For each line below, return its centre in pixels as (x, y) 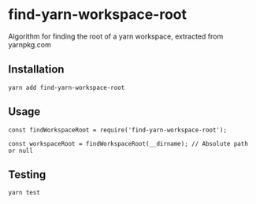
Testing (27, 174)
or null (21, 150)
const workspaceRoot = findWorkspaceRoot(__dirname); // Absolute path (128, 143)
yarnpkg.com (30, 44)
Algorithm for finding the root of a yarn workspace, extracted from (116, 36)
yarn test (24, 193)
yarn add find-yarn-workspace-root (67, 87)
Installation (36, 70)
